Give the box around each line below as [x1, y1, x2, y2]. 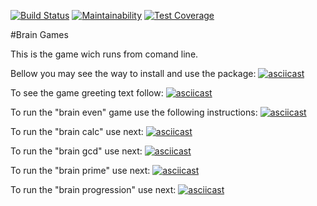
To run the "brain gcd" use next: [10, 145, 143, 157]
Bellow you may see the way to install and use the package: [10, 68, 257, 79]
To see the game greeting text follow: [10, 87, 164, 99]
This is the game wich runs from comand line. [10, 48, 199, 60]
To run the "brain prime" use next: [10, 165, 151, 176]
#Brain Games [10, 29, 69, 40]
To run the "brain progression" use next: [10, 184, 177, 195]
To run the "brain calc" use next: [10, 126, 144, 137]
